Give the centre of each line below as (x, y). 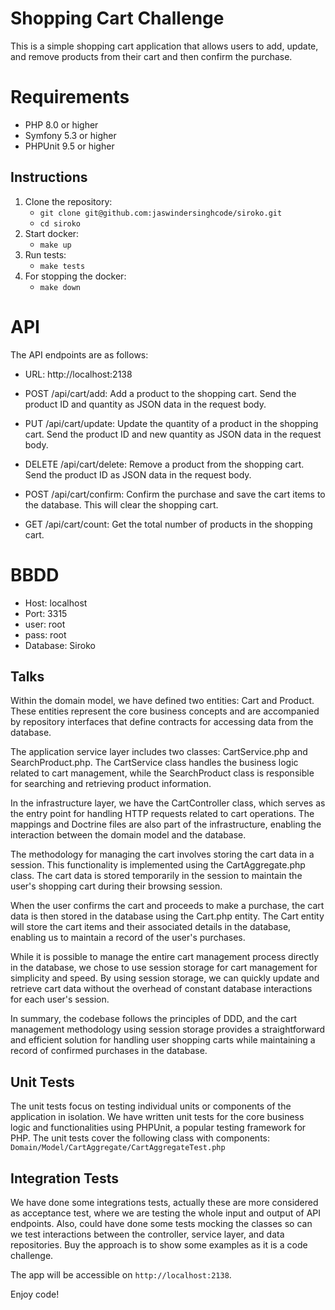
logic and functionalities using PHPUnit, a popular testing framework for (158, 1128)
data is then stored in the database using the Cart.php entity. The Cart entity (167, 916)
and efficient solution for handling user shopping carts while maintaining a (163, 1040)
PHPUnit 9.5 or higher (69, 146)
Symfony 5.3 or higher (70, 135)
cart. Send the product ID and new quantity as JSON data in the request (173, 434)
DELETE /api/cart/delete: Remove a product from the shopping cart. (164, 464)
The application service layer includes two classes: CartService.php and (159, 752)
